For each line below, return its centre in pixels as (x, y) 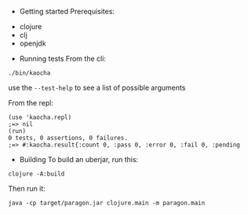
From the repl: (31, 103)
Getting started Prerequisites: (67, 11)
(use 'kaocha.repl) (40, 117)
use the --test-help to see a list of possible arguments (97, 87)
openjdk (33, 43)
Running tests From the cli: (62, 59)
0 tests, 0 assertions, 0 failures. (68, 138)
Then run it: (27, 189)
